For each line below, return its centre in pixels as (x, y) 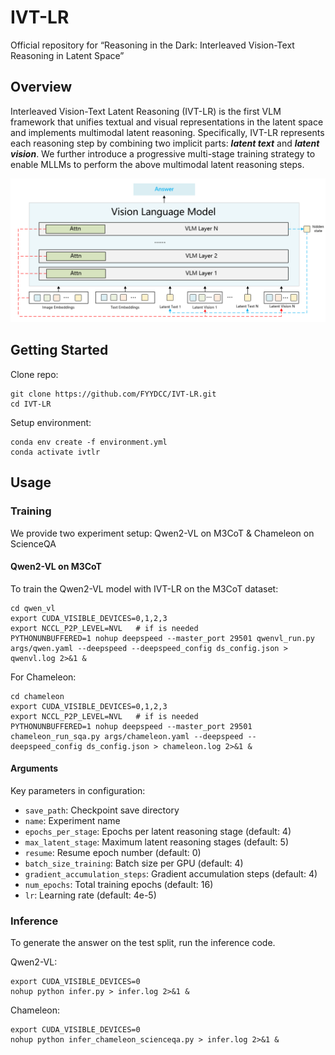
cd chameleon (37, 696)
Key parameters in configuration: (78, 790)
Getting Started (59, 350)
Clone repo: (34, 374)
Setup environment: (51, 422)
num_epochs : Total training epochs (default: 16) (119, 884)
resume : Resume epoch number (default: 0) (113, 852)
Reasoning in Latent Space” (67, 55)
